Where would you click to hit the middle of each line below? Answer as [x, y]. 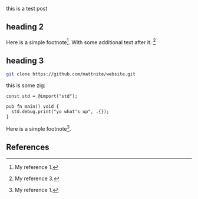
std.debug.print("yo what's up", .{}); [60, 112]
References [28, 147]
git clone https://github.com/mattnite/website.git [71, 74]
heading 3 [25, 60]
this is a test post [27, 9]
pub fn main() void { [33, 107]
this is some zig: [26, 85]
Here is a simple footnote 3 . [39, 128]
